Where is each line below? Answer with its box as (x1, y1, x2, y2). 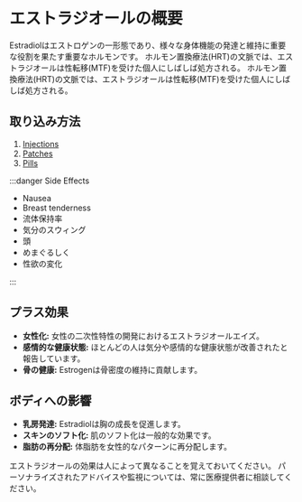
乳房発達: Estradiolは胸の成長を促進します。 (22, 419, 187, 430)
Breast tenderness (22, 202, 92, 213)
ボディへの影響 (9, 393, 92, 408)
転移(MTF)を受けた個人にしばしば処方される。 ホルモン (71, 62, 279, 73)
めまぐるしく (22, 246, 70, 257)
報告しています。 (22, 353, 86, 364)
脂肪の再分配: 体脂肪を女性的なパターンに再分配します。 (22, 442, 233, 452)
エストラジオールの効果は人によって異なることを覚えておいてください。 (9, 460, 277, 471)
